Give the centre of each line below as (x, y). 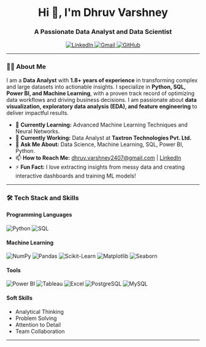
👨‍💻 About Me (26, 67)
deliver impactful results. (38, 112)
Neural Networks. (37, 131)
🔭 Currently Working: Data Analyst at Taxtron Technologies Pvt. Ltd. (103, 138)
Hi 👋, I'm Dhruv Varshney (103, 13)
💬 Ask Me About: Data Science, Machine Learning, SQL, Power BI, (99, 144)
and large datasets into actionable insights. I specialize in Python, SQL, (96, 87)
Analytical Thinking (40, 311)
